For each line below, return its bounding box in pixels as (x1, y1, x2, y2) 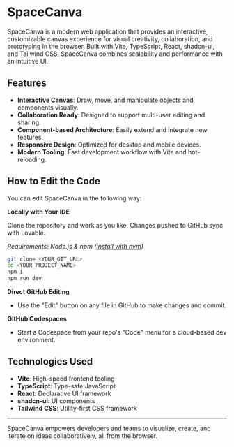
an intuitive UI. (7, 57, 49, 65)
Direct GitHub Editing (7, 288, 70, 296)
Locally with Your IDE (7, 207, 70, 216)
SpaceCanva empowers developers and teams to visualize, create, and (7, 424, 211, 432)
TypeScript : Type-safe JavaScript (17, 381, 116, 390)
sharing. (17, 118, 42, 126)
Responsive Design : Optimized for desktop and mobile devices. (17, 140, 201, 149)
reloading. (17, 155, 47, 163)
